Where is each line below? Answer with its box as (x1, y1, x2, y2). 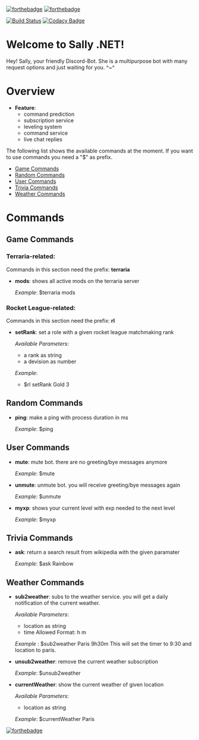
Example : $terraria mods (14, 288, 75, 296)
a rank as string (23, 352, 62, 359)
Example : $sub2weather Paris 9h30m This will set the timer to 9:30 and (14, 640, 192, 647)
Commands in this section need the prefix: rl (6, 317, 115, 325)
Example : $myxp (14, 516, 56, 523)
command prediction (23, 110, 75, 117)
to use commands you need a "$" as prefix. (6, 153, 113, 160)
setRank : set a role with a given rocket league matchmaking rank (14, 329, 174, 336)
